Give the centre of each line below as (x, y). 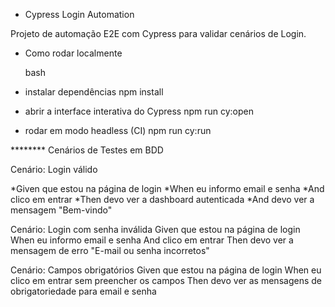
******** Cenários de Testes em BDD (87, 150)
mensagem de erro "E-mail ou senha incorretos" (110, 250)
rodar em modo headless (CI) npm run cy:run (118, 130)
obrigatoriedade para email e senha (83, 291)
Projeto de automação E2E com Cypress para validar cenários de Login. (158, 33)
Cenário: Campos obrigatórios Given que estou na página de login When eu (166, 270)
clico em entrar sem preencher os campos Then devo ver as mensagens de (166, 280)
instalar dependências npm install (94, 92)
